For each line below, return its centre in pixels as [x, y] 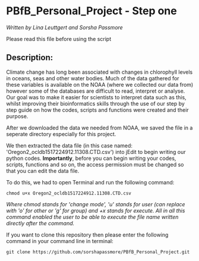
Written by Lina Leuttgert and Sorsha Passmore [64, 27]
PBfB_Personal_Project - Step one [91, 11]
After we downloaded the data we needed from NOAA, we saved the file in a [99, 128]
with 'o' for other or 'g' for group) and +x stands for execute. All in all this [96, 210]
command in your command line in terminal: [60, 241]
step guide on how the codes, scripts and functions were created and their [97, 110]
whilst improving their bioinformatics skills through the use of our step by [96, 103]
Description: [30, 58]
